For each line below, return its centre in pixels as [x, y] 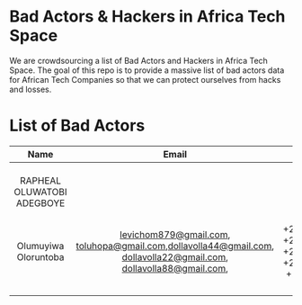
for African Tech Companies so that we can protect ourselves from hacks [145, 79]
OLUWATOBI [40, 192]
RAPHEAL [40, 180]
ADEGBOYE [40, 202]
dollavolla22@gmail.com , [175, 256]
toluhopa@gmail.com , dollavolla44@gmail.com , [175, 246]
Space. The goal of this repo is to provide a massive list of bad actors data [147, 70]
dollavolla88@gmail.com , [175, 268]
